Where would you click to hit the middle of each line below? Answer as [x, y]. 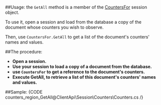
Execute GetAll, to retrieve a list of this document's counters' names [84, 77]
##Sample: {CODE [24, 92]
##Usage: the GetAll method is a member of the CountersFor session [76, 7]
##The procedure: [24, 52]
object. [12, 12]
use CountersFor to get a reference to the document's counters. [79, 72]
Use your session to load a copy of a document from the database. [82, 67]
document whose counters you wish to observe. [54, 27]
